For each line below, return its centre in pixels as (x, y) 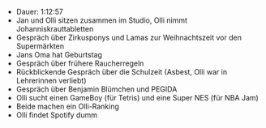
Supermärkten (40, 46)
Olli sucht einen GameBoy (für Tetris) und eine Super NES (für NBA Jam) (137, 98)
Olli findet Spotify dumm (56, 115)
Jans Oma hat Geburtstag (59, 55)
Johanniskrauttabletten (55, 29)
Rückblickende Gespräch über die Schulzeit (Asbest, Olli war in (122, 72)
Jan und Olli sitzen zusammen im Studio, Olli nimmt (102, 20)
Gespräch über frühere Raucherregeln (80, 63)
